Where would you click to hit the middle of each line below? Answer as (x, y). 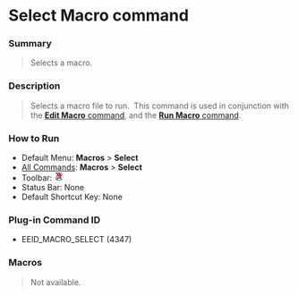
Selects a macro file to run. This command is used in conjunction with (160, 105)
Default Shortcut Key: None (72, 197)
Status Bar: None (53, 188)
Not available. (55, 282)
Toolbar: (37, 178)
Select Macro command (99, 16)
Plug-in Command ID (54, 220)
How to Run (34, 138)
